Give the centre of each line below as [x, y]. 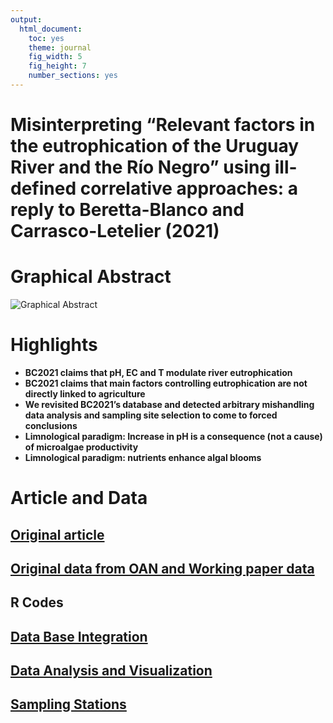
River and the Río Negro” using [141, 167]
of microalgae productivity [81, 447]
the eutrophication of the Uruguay [155, 146]
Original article [57, 534]
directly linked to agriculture [85, 393]
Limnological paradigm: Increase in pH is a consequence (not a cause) [173, 436]
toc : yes [46, 38]
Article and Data [79, 498]
